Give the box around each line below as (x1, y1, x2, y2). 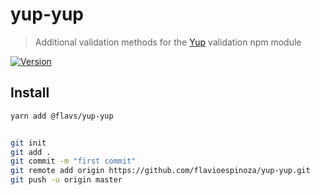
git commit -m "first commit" (10, 156, 137, 167)
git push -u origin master (10, 175, 123, 185)
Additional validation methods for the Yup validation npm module (34, 36, 302, 48)
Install (10, 84, 50, 102)
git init (10, 138, 47, 148)
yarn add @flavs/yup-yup (10, 111, 114, 121)
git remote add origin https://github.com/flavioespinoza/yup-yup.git (10, 166, 311, 176)
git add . (10, 147, 52, 157)
